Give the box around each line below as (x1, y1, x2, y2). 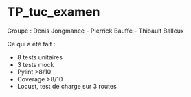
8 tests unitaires (16, 53, 63, 61)
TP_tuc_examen (7, 4, 100, 20)
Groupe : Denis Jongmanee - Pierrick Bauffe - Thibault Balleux (7, 27, 184, 35)
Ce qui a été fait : (7, 40, 56, 48)
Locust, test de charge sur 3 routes (16, 82, 117, 90)
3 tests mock (16, 60, 54, 68)
